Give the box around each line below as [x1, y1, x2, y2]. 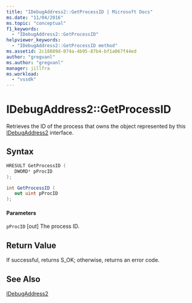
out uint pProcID [14, 190, 59, 197]
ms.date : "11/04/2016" [6, 15, 64, 21]
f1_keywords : [6, 25, 39, 32]
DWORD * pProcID [14, 168, 53, 175]
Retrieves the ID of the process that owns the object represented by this [6, 122, 186, 130]
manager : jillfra [6, 65, 50, 72]
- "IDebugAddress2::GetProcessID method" [12, 43, 118, 49]
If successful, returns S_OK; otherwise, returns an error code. [6, 256, 160, 264]
